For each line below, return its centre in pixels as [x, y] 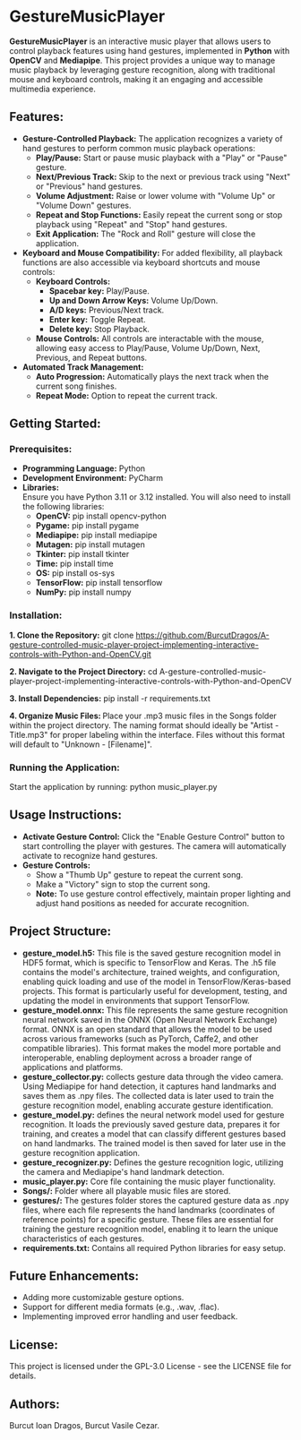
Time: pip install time [74, 564]
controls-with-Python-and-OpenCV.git [81, 654]
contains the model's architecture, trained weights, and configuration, [151, 972]
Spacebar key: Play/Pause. [99, 291]
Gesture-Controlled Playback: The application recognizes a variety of [152, 138]
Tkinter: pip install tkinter [82, 554]
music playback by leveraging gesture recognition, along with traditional [142, 70]
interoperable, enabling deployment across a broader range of [137, 1058]
